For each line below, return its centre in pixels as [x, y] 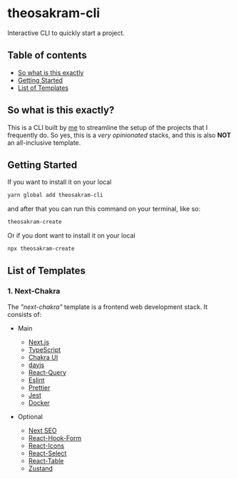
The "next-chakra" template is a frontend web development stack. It [108, 307]
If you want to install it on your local [59, 182]
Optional [30, 416]
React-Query [47, 372]
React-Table [46, 460]
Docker [39, 403]
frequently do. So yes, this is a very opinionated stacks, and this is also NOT [119, 135]
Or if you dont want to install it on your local [71, 236]
